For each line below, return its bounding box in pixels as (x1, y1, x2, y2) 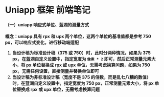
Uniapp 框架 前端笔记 (5, 4, 91, 16)
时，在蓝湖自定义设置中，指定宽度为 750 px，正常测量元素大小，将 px (12, 80, 154, 86)
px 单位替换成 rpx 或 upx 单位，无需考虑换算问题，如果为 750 (26, 62, 150, 68)
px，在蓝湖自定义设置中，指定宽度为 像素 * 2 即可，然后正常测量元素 (12, 56, 152, 62)
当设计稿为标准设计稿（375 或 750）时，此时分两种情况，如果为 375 (12, 50, 151, 56)
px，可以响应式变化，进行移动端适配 (5, 39, 79, 45)
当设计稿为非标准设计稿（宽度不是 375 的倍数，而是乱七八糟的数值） (12, 74, 151, 80)
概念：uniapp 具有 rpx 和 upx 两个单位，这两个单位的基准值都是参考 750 (5, 34, 151, 39)
